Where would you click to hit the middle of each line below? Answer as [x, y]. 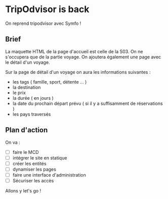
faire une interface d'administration [49, 175]
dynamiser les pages [34, 169]
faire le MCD [26, 152]
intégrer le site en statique [40, 157]
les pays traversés [32, 114]
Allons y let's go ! [23, 190]
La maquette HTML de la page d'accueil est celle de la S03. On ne [74, 51]
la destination [27, 87]
